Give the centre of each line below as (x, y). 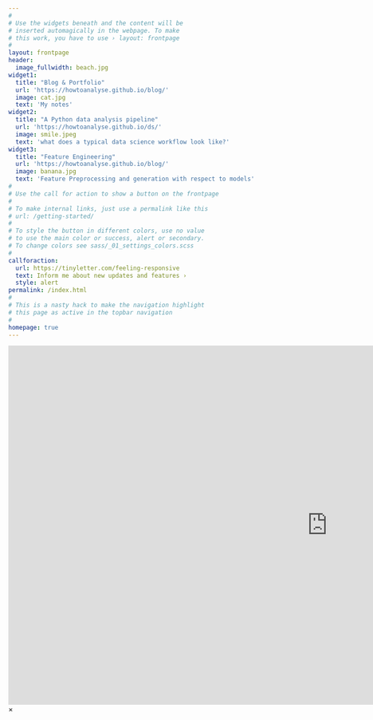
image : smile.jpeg (46, 134)
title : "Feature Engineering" (65, 156)
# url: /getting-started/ (51, 216)
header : (21, 61)
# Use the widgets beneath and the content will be (96, 23)
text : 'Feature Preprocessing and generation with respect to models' (135, 179)
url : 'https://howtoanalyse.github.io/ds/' (88, 127)
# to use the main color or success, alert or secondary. (106, 239)
